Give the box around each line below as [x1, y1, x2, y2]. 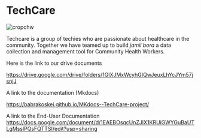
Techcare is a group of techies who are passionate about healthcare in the [6, 35, 190, 42]
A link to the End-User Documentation [6, 112, 100, 119]
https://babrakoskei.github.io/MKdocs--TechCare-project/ [6, 100, 150, 108]
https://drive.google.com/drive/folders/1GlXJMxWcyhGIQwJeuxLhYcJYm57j [6, 71, 193, 78]
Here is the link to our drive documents [6, 59, 102, 67]
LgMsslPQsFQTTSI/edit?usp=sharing [6, 125, 98, 132]
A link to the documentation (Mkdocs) [6, 89, 99, 96]
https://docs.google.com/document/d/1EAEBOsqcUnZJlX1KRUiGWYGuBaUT [6, 118, 195, 126]
